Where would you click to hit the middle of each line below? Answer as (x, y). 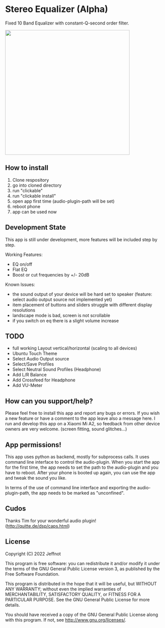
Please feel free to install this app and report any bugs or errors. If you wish (82, 413)
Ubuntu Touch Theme (35, 353)
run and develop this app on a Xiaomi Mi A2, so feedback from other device (82, 424)
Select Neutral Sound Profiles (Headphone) (57, 369)
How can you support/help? (49, 401)
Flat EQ (20, 269)
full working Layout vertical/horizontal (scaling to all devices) (75, 348)
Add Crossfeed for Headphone (44, 380)
